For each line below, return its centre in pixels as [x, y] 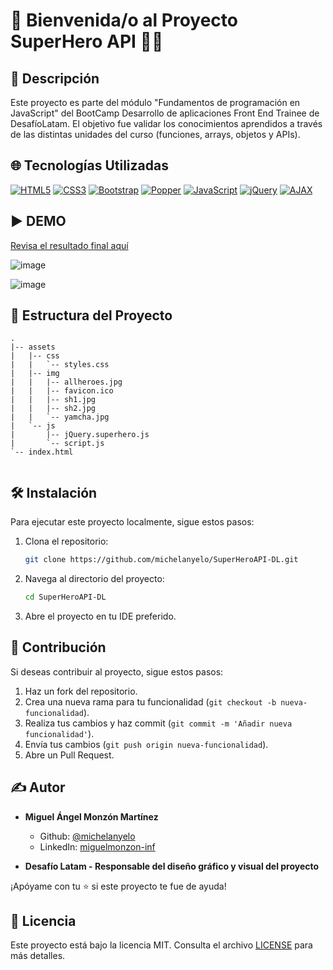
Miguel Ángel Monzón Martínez [91, 816]
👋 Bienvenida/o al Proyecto [124, 20]
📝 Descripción [55, 78]
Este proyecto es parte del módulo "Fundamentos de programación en [155, 102]
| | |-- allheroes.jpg [66, 382]
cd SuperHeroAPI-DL [65, 597]
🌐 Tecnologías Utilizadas [89, 165]
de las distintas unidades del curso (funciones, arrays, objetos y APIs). [155, 134]
